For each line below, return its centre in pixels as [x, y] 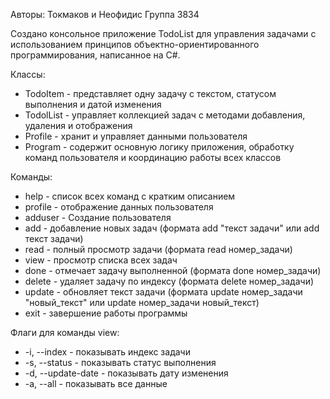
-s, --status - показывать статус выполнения [120, 362]
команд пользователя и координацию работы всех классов [153, 157]
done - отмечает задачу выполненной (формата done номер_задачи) [173, 270]
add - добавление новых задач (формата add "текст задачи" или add [172, 228]
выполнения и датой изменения [93, 104]
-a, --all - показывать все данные [96, 383]
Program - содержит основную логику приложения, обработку [159, 147]
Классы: [28, 74]
